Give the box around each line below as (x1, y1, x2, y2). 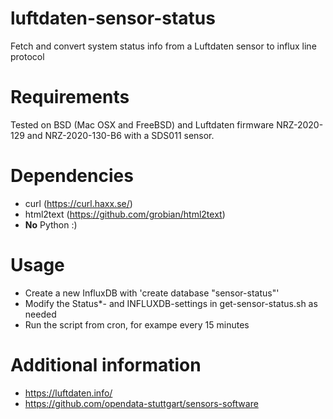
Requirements (10, 86, 130, 109)
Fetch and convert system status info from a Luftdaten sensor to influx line (10, 40, 317, 52)
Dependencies (10, 165, 134, 187)
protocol (10, 50, 45, 62)
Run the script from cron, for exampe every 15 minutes (24, 318, 250, 331)
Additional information (10, 353, 202, 376)
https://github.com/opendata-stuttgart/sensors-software (24, 397, 259, 409)
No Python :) (24, 218, 78, 231)
